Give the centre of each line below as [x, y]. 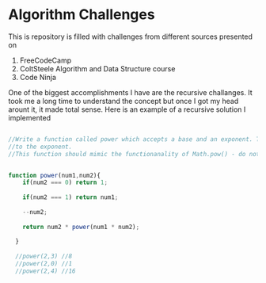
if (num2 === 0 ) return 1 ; [65, 183]
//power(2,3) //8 [44, 256]
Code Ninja [38, 77]
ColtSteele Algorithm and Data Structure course [97, 68]
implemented [30, 117]
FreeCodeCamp [46, 60]
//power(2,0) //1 [44, 264]
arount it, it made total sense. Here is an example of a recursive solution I [127, 109]
